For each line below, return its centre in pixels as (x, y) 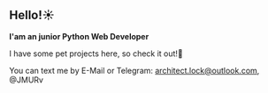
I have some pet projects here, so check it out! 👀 (96, 54)
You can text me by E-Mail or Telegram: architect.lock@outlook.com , (134, 70)
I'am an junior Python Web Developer (79, 36)
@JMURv (27, 80)
